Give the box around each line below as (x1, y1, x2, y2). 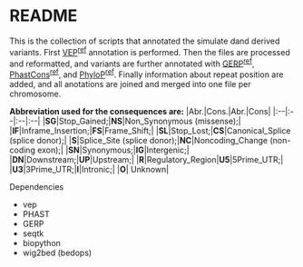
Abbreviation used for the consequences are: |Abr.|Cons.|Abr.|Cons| (9, 105, 271, 116)
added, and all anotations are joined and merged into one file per (9, 78, 251, 89)
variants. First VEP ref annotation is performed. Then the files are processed (9, 44, 290, 57)
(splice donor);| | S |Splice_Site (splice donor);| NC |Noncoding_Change (9, 134, 269, 145)
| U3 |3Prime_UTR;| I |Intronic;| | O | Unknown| (9, 163, 170, 174)
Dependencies (9, 181, 64, 192)
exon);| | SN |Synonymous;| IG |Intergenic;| (37, 144, 190, 155)
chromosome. (9, 88, 62, 99)
